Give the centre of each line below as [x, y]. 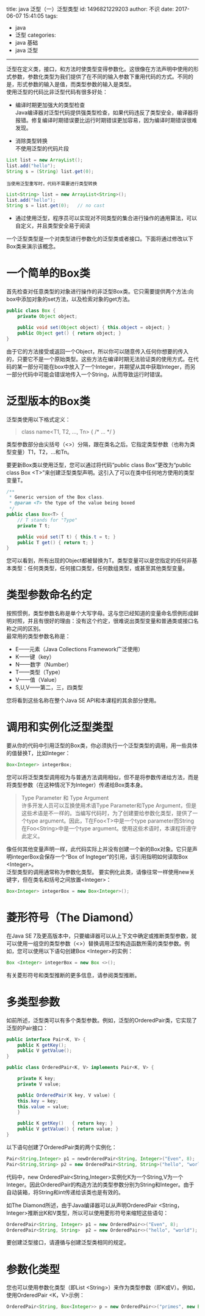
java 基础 [27, 43]
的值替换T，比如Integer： [38, 753]
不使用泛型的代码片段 [42, 148]
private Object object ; [48, 317]
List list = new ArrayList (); [45, 160]
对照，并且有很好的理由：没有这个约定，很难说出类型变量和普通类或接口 [102, 621]
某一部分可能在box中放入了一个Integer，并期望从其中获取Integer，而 [103, 366]
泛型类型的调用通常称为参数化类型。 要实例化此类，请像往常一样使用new [98, 872]
